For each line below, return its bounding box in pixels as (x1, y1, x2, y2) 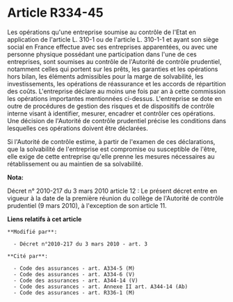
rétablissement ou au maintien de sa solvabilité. (7, 159, 144, 168)
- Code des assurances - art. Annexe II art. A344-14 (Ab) (13, 283, 188, 290)
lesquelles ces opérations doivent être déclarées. (7, 124, 148, 132)
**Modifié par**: (7, 228, 58, 235)
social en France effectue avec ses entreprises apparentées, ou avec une (7, 42, 218, 51)
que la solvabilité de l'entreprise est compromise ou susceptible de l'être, (7, 145, 217, 153)
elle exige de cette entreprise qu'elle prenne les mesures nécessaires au (7, 152, 215, 161)
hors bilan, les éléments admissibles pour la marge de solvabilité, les (7, 72, 204, 81)
